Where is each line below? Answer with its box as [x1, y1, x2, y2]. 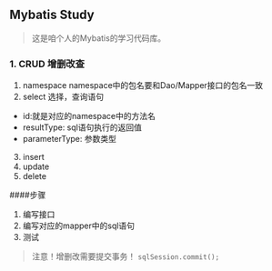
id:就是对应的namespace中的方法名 [22, 111, 156, 122]
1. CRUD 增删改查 [9, 57, 85, 70]
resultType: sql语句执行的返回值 [22, 122, 143, 133]
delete [22, 171, 47, 182]
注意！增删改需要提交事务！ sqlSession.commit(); [31, 251, 220, 262]
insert [22, 152, 45, 163]
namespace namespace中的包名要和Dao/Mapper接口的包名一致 [22, 80, 264, 91]
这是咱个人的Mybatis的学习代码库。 [31, 32, 166, 44]
